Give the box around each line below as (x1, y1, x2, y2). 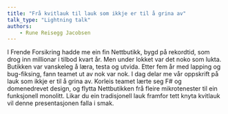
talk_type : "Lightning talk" (7, 16, 91, 23)
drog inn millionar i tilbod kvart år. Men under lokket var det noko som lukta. (7, 56, 222, 64)
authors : (7, 23, 32, 30)
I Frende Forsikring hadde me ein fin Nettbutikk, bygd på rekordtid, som (7, 48, 210, 56)
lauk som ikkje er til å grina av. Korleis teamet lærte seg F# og (7, 77, 183, 86)
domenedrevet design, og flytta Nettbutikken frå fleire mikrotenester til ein (7, 84, 218, 93)
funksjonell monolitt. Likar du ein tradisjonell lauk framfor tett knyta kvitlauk (7, 92, 220, 100)
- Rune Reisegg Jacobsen (19, 29, 91, 36)
